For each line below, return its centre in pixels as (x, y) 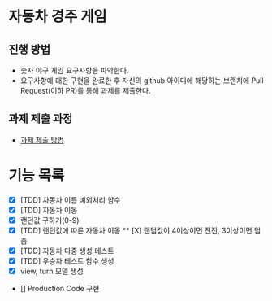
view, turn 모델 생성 (52, 271)
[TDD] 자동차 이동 (49, 210)
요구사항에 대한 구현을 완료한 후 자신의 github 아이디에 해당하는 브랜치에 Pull (142, 81)
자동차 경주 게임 (58, 17)
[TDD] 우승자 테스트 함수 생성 (67, 261)
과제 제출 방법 (42, 140)
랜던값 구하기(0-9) (50, 220)
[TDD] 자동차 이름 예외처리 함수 (70, 199)
